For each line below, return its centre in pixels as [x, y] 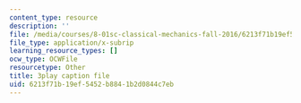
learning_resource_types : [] [64, 51]
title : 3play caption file [60, 76]
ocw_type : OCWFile [43, 59]
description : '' [39, 26]
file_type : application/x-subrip [72, 43]
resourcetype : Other [48, 68]
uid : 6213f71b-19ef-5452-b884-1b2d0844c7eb [92, 84]
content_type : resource [54, 17]
